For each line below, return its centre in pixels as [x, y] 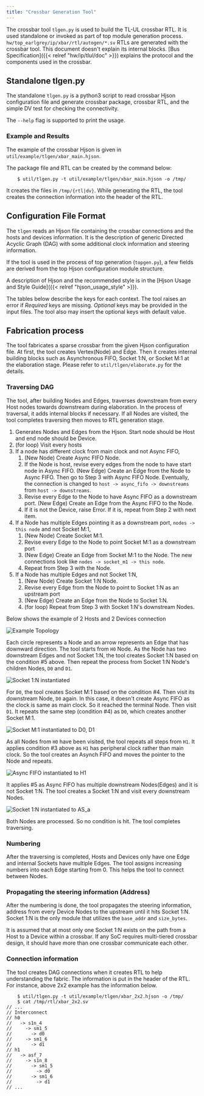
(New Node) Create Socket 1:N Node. [71, 581]
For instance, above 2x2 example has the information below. [82, 985]
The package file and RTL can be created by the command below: [89, 168]
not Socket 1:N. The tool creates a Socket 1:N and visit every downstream [98, 791]
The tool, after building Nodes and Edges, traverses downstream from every [102, 400]
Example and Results [38, 136]
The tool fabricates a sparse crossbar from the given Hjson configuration [98, 345]
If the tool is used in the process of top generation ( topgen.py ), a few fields [100, 262]
